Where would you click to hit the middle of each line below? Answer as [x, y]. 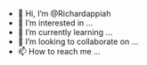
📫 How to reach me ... [59, 51]
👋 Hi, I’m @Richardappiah [64, 14]
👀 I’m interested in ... [55, 23]
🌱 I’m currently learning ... [65, 32]
